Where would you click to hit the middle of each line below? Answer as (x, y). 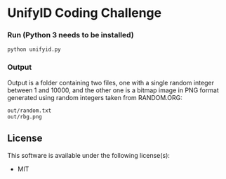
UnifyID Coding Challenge (85, 13)
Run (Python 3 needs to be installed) (71, 35)
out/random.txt (29, 111)
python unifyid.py (34, 50)
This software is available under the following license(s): (89, 155)
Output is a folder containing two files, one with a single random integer (111, 82)
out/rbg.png (25, 117)
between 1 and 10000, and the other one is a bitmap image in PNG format (113, 90)
